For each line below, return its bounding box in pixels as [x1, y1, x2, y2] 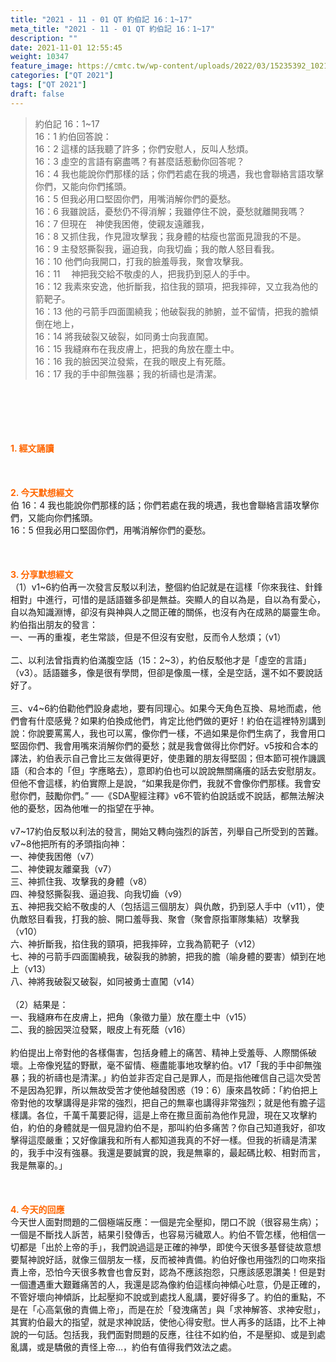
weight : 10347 [10, 52, 70, 62]
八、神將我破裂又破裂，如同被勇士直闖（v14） [10, 975, 200, 987]
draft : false [10, 89, 65, 99]
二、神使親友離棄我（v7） [10, 862, 117, 875]
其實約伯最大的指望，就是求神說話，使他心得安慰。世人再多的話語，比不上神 [10, 1316, 326, 1328]
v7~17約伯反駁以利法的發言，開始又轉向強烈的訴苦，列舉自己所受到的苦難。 [10, 825, 324, 837]
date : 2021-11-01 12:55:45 [10, 42, 123, 53]
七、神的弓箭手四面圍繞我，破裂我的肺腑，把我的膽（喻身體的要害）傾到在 [10, 950, 317, 962]
